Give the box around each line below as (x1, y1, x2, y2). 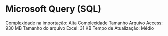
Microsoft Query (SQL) (5, 3, 102, 15)
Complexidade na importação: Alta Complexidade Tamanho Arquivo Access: (5, 20, 163, 26)
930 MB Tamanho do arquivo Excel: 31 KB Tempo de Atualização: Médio (5, 25, 154, 31)
